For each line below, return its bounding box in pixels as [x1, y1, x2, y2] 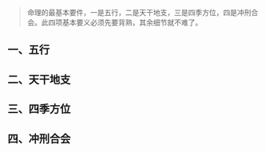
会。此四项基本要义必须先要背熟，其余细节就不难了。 [26, 18, 203, 27]
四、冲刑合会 [7, 131, 71, 146]
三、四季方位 [7, 103, 71, 116]
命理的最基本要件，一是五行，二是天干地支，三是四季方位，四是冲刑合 [26, 8, 259, 17]
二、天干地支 [7, 72, 71, 86]
